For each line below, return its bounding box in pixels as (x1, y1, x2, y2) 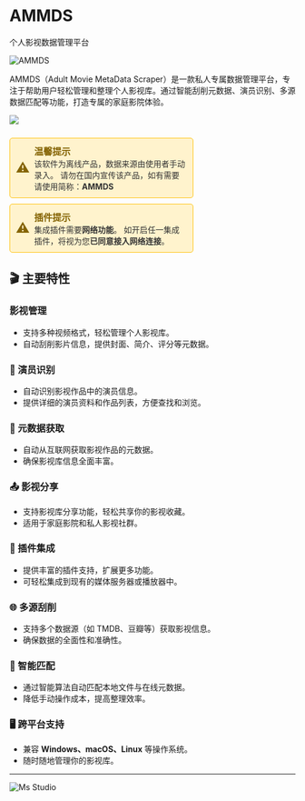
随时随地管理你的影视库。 (22, 755, 119, 766)
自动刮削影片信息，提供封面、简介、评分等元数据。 (22, 338, 214, 349)
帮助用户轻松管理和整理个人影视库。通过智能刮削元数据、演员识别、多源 (25, 85, 296, 95)
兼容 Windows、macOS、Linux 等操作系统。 (22, 743, 193, 755)
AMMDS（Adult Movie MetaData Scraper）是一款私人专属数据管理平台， (9, 74, 283, 85)
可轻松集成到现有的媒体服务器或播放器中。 (22, 576, 182, 586)
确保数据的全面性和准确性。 (22, 635, 127, 646)
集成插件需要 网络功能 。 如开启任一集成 (34, 224, 180, 235)
